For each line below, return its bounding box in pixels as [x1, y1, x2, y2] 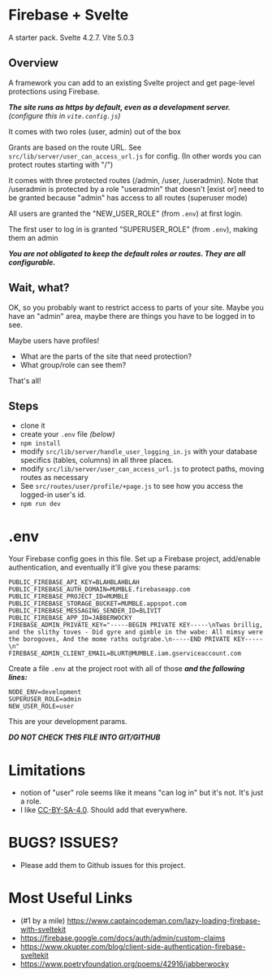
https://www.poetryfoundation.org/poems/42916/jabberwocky [19, 959, 230, 969]
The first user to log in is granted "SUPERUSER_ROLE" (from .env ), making [8, 224, 258, 233]
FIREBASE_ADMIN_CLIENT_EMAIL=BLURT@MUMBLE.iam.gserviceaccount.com [8, 649, 242, 658]
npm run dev [19, 500, 61, 508]
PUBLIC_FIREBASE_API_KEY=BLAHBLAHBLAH [8, 578, 140, 587]
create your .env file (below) [19, 430, 115, 439]
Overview [8, 56, 59, 70]
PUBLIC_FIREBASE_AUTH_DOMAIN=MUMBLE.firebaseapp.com [8, 586, 191, 594]
